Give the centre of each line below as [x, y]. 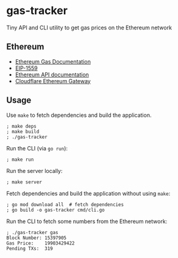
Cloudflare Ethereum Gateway [53, 81]
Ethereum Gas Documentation [53, 61]
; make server [24, 182]
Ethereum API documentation [52, 75]
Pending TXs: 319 [30, 248]
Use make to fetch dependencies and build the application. [79, 115]
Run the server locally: [34, 171]
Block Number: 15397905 [37, 238]
